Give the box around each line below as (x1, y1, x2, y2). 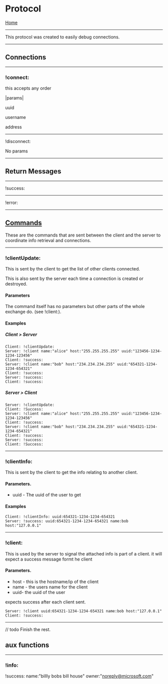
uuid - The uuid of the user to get (12, 492, 81, 498)
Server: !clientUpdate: (5, 402, 55, 407)
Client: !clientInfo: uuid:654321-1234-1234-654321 (5, 514, 115, 519)
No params (5, 148, 28, 154)
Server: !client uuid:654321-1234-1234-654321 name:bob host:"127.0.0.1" (5, 608, 162, 613)
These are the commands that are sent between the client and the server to (5, 232, 161, 238)
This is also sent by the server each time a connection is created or (5, 275, 144, 281)
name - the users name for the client (12, 583, 88, 590)
